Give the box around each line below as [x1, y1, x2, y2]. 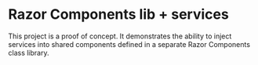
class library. [8, 48, 49, 57]
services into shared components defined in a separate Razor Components [8, 39, 251, 49]
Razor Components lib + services [8, 5, 229, 23]
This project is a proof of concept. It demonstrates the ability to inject [8, 31, 232, 41]
